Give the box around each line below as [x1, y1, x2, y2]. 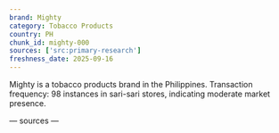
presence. [9, 98, 46, 108]
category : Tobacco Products [9, 21, 114, 30]
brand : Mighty [9, 12, 62, 22]
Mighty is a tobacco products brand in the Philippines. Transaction [9, 79, 253, 89]
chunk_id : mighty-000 [9, 37, 90, 47]
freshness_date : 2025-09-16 [9, 54, 114, 63]
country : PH [9, 29, 53, 38]
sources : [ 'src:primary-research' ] [9, 46, 142, 55]
